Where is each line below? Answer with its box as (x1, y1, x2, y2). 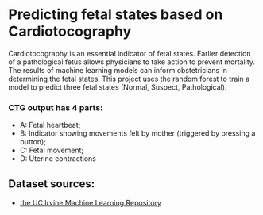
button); (19, 137, 46, 147)
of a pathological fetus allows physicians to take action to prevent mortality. (8, 57, 256, 67)
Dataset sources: (8, 177, 95, 190)
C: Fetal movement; (19, 145, 84, 155)
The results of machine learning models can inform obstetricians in (8, 65, 228, 75)
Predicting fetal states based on (8, 6, 223, 24)
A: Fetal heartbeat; (19, 121, 81, 130)
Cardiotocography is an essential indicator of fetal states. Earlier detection (8, 48, 251, 58)
